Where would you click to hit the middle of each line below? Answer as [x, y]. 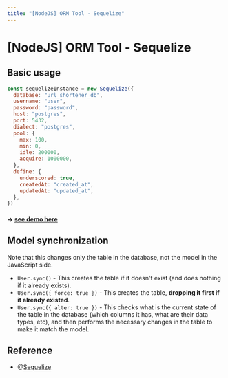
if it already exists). [44, 285]
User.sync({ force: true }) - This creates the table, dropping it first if [118, 292]
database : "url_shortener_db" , [58, 95]
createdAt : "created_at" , [57, 184]
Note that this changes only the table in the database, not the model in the [112, 257]
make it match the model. [53, 329]
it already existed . [43, 300]
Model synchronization [58, 241]
